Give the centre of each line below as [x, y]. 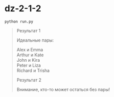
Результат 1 [28, 30]
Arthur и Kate [30, 55]
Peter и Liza [29, 65]
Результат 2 [29, 80]
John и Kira [28, 60]
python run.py [19, 22]
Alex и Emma [30, 49]
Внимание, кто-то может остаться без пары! [63, 89]
